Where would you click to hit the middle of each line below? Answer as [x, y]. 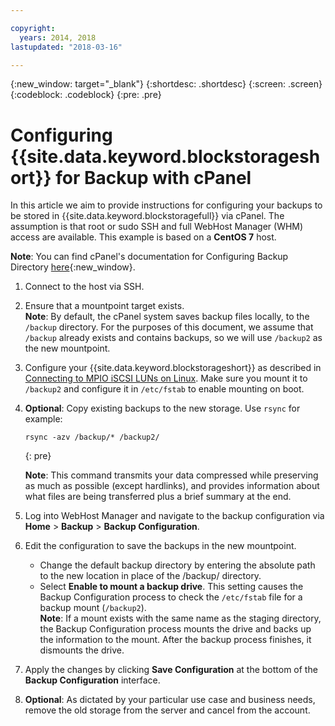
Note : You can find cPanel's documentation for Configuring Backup [149, 257]
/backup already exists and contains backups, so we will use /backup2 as [173, 338]
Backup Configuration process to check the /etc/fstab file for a [171, 597]
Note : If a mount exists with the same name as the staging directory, [180, 618]
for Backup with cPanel [153, 177]
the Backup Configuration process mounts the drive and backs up [175, 629]
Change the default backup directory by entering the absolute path [177, 565]
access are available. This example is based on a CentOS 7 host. [143, 237]
